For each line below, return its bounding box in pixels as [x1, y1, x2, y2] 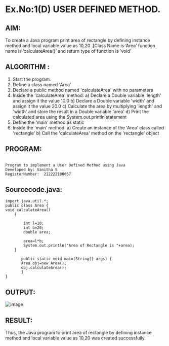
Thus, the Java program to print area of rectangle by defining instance [5, 330, 152, 336]
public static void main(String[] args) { [21, 256, 112, 262]
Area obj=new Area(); [21, 261, 67, 266]
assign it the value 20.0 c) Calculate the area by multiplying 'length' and [12, 103, 162, 109]
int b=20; [23, 225, 44, 230]
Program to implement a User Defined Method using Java [5, 162, 125, 168]
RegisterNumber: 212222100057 [5, 171, 71, 177]
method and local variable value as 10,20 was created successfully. [5, 335, 146, 341]
